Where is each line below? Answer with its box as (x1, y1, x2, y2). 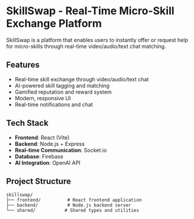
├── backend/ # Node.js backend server (6, 202, 132, 208)
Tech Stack (6, 118, 49, 128)
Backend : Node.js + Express (14, 140, 85, 147)
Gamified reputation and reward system (14, 88, 112, 96)
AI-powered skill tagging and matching (14, 82, 110, 89)
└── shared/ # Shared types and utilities (6, 208, 139, 214)
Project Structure (6, 176, 71, 186)
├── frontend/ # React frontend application (6, 197, 142, 203)
